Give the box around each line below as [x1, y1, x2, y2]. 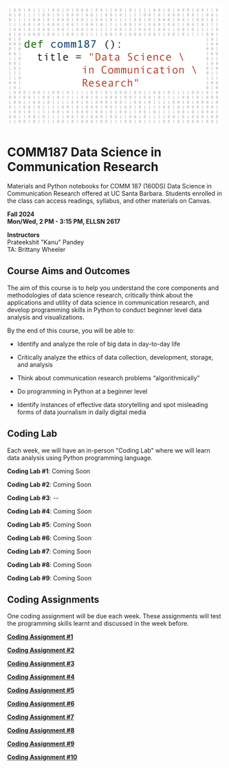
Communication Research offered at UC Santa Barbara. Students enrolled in [7, 189, 222, 197]
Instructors [7, 230, 40, 239]
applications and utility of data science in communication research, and [7, 298, 210, 306]
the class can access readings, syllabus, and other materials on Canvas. [7, 196, 212, 205]
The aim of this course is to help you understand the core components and [7, 284, 219, 292]
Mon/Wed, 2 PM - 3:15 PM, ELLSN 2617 [7, 217, 120, 226]
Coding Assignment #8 [7, 727, 75, 735]
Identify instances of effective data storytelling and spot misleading [17, 400, 208, 408]
